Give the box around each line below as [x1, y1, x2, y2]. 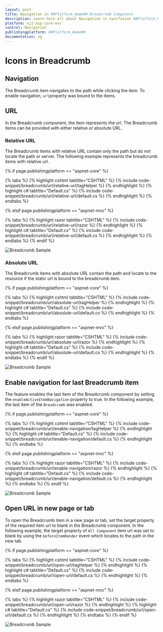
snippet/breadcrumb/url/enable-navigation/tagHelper [5, 426, 112, 432]
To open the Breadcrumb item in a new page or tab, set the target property [5, 517, 154, 523]
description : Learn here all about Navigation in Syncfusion [5, 16, 131, 21]
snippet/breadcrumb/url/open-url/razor [5, 601, 84, 607]
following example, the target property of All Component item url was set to [5, 527, 154, 534]
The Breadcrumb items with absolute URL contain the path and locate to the [5, 270, 157, 276]
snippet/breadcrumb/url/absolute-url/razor [5, 339, 91, 345]
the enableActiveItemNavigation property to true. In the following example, [5, 397, 154, 402]
